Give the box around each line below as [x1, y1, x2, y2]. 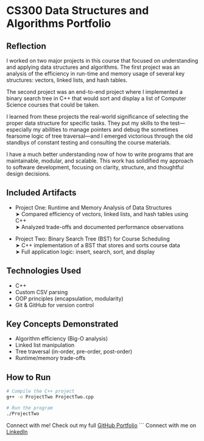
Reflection [6, 41, 47, 51]
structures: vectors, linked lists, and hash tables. [6, 77, 128, 83]
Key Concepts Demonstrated [6, 319, 119, 330]
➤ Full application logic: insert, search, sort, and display [15, 248, 155, 255]
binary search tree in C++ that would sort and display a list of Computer [6, 95, 187, 102]
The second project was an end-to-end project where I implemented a [6, 88, 183, 95]
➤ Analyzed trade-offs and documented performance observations [15, 223, 184, 230]
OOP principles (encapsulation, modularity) [15, 295, 124, 302]
